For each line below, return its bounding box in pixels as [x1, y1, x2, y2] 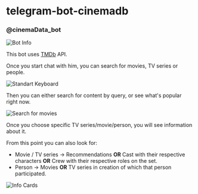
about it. [6, 128, 27, 135]
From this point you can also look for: [6, 140, 97, 147]
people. [6, 69, 25, 76]
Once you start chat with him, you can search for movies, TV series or [6, 62, 178, 69]
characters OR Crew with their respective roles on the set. [14, 157, 158, 165]
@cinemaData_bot [6, 26, 61, 34]
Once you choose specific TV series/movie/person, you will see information [6, 122, 193, 129]
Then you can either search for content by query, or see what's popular [6, 92, 182, 99]
